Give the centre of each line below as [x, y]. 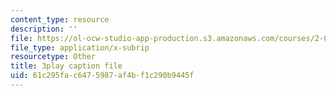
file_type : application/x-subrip [80, 47]
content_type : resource [60, 19]
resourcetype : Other [53, 57]
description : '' [44, 29]
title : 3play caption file [66, 66]
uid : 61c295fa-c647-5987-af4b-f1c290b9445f [102, 76]
